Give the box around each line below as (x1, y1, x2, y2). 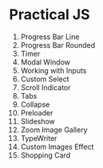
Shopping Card (20, 150, 71, 160)
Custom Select (20, 74, 70, 84)
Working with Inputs (20, 65, 87, 75)
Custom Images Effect (20, 142, 94, 151)
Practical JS (9, 6, 90, 24)
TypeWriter (20, 133, 57, 143)
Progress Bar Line (20, 32, 80, 41)
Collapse (20, 100, 50, 109)
